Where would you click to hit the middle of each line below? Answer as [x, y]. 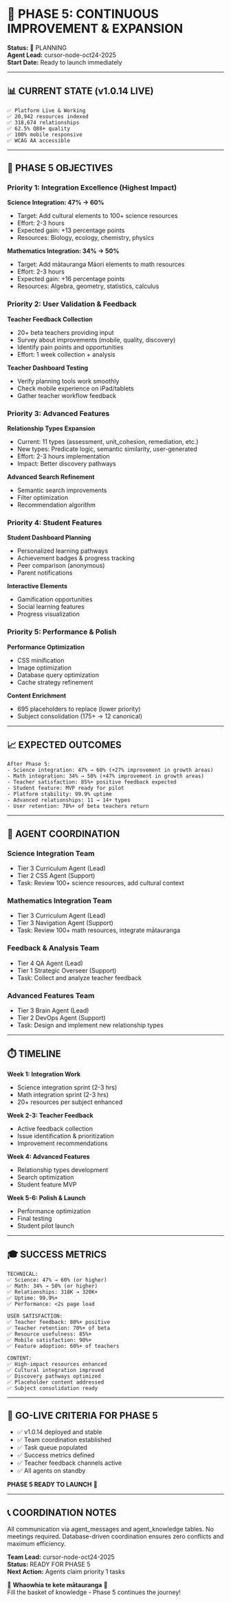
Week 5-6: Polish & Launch [46, 1197]
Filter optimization [43, 498]
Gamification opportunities [55, 599]
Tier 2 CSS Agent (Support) [56, 876]
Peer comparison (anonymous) [61, 566]
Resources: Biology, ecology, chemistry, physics [86, 238]
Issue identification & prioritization [65, 1136]
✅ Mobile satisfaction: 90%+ [49, 1340]
